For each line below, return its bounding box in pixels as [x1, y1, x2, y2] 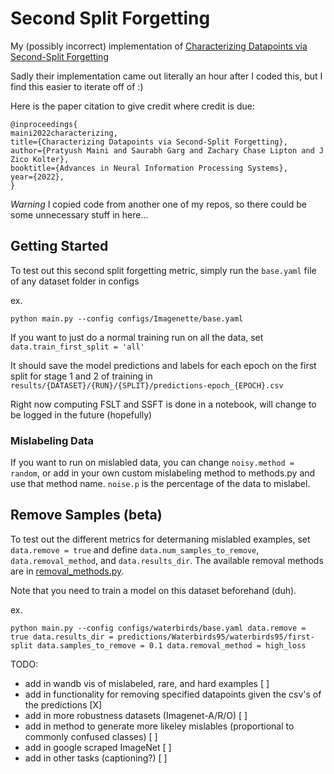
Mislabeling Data [10, 433, 94, 447]
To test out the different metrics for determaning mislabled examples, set [10, 533, 311, 545]
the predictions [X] [24, 698, 103, 711]
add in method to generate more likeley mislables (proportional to [24, 720, 295, 732]
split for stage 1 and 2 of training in [10, 370, 153, 382]
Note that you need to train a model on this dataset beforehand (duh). [10, 584, 297, 596]
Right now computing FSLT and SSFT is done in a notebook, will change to [10, 398, 317, 410]
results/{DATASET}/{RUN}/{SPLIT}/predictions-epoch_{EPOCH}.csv [10, 380, 284, 391]
